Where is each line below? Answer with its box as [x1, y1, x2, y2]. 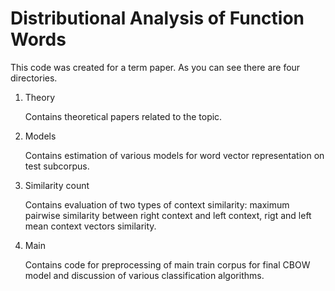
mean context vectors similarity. [24, 220, 157, 232]
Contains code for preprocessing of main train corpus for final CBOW [24, 258, 311, 271]
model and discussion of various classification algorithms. [24, 269, 265, 281]
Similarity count [24, 179, 90, 191]
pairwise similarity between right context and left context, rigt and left [24, 209, 312, 221]
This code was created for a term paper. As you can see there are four [10, 61, 301, 73]
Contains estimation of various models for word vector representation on [24, 149, 325, 161]
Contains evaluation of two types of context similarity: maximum [24, 198, 290, 211]
